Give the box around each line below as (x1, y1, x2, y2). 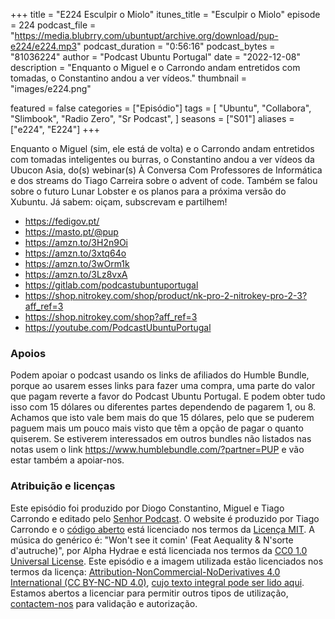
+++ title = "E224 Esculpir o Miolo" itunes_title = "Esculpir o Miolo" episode (10, 9, 321, 20)
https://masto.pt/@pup (24, 226, 119, 238)
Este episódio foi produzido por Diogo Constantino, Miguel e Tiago (10, 502, 285, 514)
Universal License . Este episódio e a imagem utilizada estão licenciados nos (10, 555, 324, 567)
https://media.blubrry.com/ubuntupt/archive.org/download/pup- (14, 30, 279, 41)
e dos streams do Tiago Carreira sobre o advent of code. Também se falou (10, 175, 318, 186)
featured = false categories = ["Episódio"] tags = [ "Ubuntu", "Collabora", (10, 102, 312, 114)
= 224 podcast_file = (10, 19, 97, 31)
